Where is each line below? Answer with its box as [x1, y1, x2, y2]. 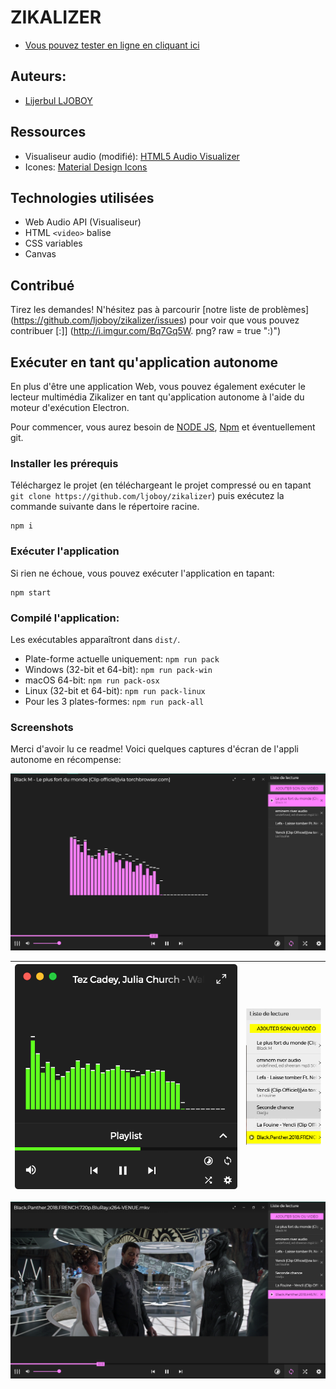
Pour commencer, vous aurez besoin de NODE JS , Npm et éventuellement [10, 421, 316, 433]
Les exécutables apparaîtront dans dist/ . [10, 633, 181, 645]
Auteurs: [10, 68, 67, 85]
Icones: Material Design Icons [24, 161, 148, 173]
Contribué [10, 277, 75, 294]
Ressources [10, 124, 87, 141]
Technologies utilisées [10, 189, 155, 206]
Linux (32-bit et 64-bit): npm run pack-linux [24, 684, 206, 696]
